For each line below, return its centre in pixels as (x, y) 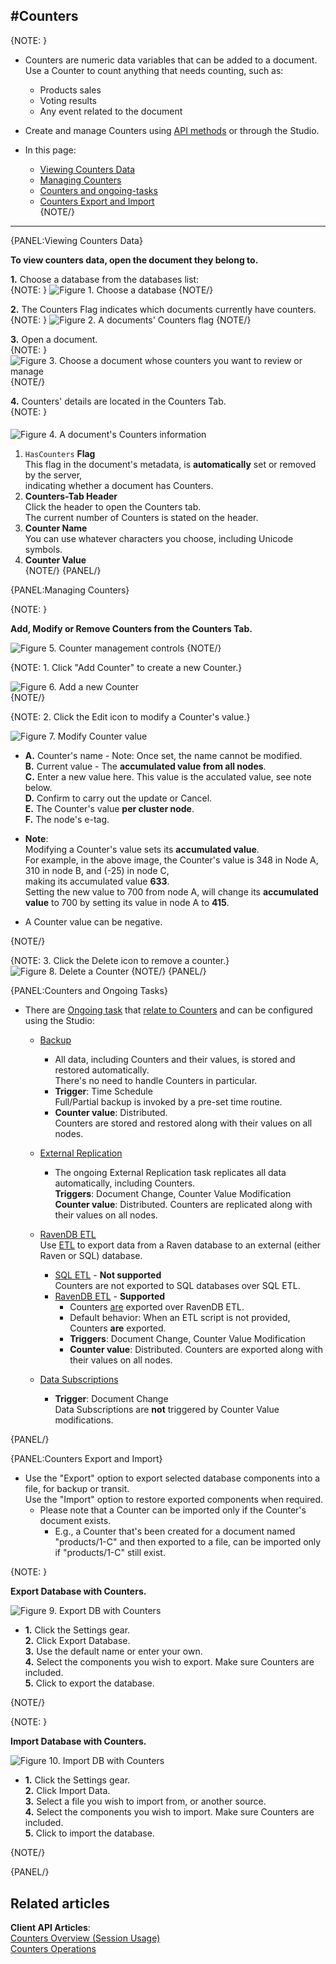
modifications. (84, 1420)
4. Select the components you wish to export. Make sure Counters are (169, 1662)
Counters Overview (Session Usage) (85, 1938)
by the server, (53, 475)
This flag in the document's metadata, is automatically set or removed (170, 465)
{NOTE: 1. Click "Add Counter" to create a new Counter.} (126, 668)
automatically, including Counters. (125, 1183)
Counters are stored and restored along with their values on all (183, 1123)
